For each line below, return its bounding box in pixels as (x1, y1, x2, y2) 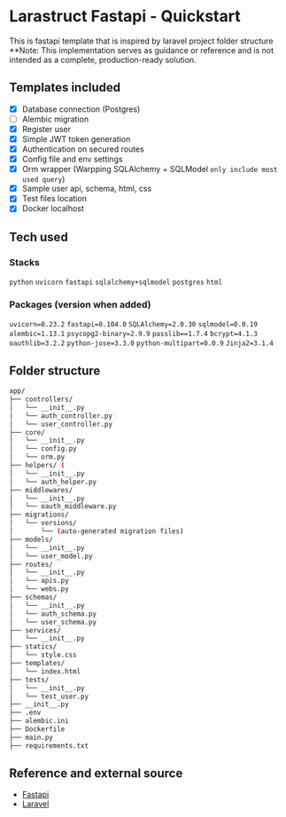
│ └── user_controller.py (9, 420, 113, 428)
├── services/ (9, 625, 62, 635)
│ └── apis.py (9, 577, 69, 585)
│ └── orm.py (9, 452, 66, 462)
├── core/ (9, 428, 46, 436)
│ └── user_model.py (9, 552, 93, 561)
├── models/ (9, 535, 53, 544)
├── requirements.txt (9, 741, 89, 750)
